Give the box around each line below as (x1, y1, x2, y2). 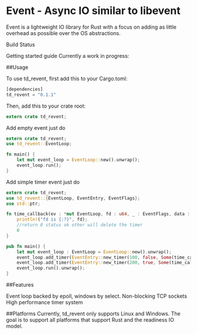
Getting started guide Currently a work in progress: (6, 52, 130, 59)
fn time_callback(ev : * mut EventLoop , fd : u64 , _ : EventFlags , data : (6, 211, 191, 217)
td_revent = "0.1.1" (6, 92, 57, 98)
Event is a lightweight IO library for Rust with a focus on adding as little (6, 23, 177, 30)
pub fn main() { (6, 243, 46, 249)
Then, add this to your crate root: (6, 102, 86, 109)
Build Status (6, 41, 35, 48)
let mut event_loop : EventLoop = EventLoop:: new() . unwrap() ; (16, 249, 172, 255)
